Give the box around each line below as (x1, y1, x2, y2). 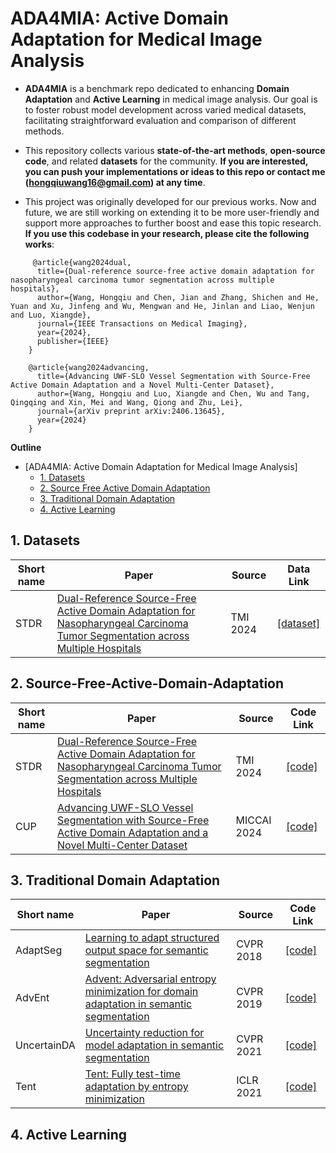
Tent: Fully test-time (84, 1067, 181, 1081)
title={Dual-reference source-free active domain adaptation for (36, 266, 315, 276)
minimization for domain (84, 985, 199, 999)
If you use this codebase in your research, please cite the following (24, 227, 310, 239)
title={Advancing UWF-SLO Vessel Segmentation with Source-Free (36, 371, 311, 381)
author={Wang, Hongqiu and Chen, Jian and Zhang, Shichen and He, (36, 292, 320, 302)
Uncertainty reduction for (84, 1026, 205, 1040)
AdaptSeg (15, 943, 63, 957)
